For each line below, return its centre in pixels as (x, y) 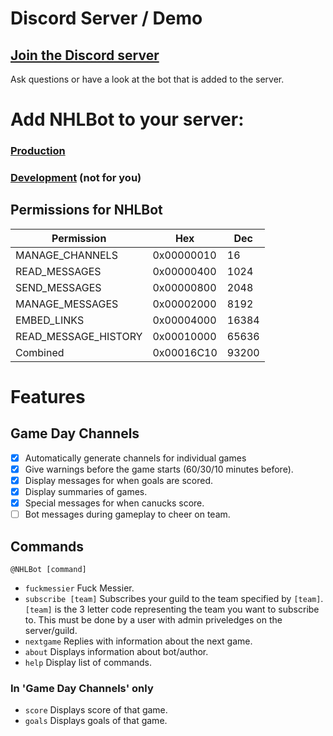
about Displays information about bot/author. (116, 652)
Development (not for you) (76, 178)
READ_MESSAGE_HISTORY (79, 336)
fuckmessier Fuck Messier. (79, 588)
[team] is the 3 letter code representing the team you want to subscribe (172, 609)
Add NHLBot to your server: (127, 119)
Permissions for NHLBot (86, 210)
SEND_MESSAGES (58, 287)
